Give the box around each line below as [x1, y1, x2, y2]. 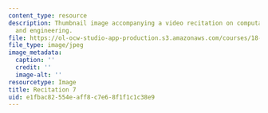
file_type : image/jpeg [8, 41, 84, 49]
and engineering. [15, 26, 73, 34]
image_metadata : [8, 49, 62, 56]
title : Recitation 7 [8, 85, 77, 94]
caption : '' [15, 56, 56, 64]
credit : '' [15, 64, 52, 72]
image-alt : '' [15, 71, 62, 79]
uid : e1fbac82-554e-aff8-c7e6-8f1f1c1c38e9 [8, 93, 156, 101]
